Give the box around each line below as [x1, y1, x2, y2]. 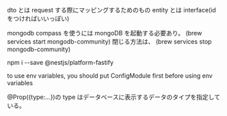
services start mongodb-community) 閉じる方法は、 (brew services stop [7, 38, 212, 46]
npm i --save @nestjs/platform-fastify [7, 59, 114, 66]
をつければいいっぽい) [7, 14, 70, 23]
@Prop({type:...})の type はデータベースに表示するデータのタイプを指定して [7, 93, 221, 101]
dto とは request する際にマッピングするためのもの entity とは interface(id [7, 6, 217, 14]
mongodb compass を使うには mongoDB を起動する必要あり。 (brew [7, 29, 202, 37]
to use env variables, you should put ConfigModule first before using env [7, 72, 213, 80]
